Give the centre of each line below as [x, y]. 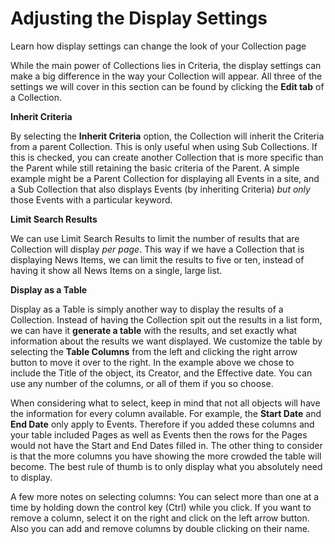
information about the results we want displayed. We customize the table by [166, 341]
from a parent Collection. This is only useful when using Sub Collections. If [164, 146]
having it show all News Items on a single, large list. [116, 270]
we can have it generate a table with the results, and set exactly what [154, 330]
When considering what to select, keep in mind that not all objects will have [165, 403]
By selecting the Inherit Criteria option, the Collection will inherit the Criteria [167, 136]
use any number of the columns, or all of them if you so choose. [142, 383]
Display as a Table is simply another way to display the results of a [147, 309]
